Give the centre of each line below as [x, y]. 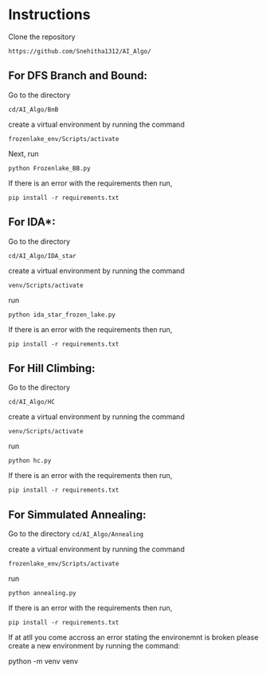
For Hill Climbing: [52, 368]
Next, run [24, 154]
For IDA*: [32, 222]
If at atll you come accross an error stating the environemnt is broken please [133, 637]
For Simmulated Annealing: [77, 514]
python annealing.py [43, 594]
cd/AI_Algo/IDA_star [43, 256]
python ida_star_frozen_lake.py [62, 315]
